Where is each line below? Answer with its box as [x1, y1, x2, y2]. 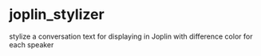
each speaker [9, 39, 54, 49]
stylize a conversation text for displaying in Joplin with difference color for [9, 32, 253, 41]
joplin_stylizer [9, 6, 105, 24]
